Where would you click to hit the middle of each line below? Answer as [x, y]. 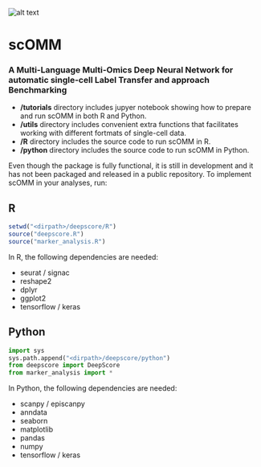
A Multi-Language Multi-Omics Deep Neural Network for [121, 70]
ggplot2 [33, 298]
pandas [33, 438]
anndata [34, 412]
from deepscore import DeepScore [64, 366]
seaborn [34, 421]
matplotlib [37, 429]
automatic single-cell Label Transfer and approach [109, 80]
